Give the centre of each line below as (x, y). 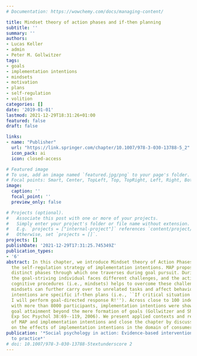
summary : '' (21, 33)
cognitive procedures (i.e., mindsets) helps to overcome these (91, 284)
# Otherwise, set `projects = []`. (52, 235)
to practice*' (28, 338)
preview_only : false (36, 202)
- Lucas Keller (25, 44)
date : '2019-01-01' (30, 109)
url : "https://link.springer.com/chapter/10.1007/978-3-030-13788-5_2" (101, 148)
